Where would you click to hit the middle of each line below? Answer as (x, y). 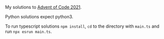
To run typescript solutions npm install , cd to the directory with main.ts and (82, 26)
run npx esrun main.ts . (29, 31)
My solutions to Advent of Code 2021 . (44, 7)
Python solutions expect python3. (39, 17)
